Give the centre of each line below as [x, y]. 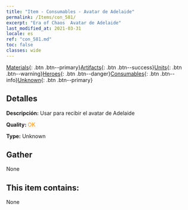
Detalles [22, 99]
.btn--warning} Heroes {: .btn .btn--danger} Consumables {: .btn [83, 73]
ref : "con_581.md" [29, 39]
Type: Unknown [26, 136]
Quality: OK [21, 124]
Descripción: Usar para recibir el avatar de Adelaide [71, 113]
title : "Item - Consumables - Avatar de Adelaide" [70, 12]
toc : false [20, 45]
